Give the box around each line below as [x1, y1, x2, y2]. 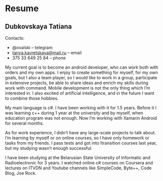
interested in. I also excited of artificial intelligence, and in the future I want [5, 90, 155, 96]
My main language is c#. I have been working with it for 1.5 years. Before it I [5, 105, 157, 110]
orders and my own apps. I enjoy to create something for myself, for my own [5, 70, 158, 75]
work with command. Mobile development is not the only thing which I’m [5, 85, 150, 90]
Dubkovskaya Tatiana [5, 22, 72, 31]
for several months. [5, 120, 44, 126]
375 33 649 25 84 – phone [12, 55, 66, 61]
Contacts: [5, 35, 25, 41]
